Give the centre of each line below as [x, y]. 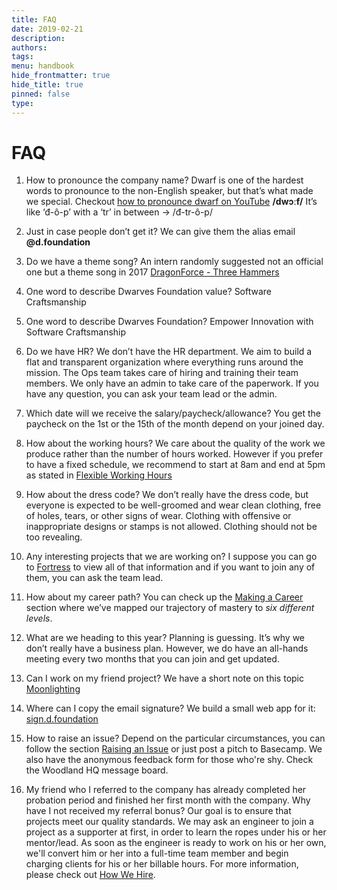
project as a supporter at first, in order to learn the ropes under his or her [176, 832]
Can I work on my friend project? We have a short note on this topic [164, 678]
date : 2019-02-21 [47, 29]
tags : [22, 57]
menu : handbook [43, 66]
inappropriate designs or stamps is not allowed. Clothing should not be [171, 527]
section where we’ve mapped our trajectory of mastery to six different [170, 608]
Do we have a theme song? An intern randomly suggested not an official [174, 262]
